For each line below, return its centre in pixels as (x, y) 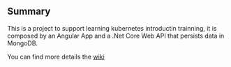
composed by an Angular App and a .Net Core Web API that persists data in (116, 36)
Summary (29, 12)
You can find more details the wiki (56, 57)
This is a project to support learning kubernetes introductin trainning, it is (112, 28)
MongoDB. (23, 43)
